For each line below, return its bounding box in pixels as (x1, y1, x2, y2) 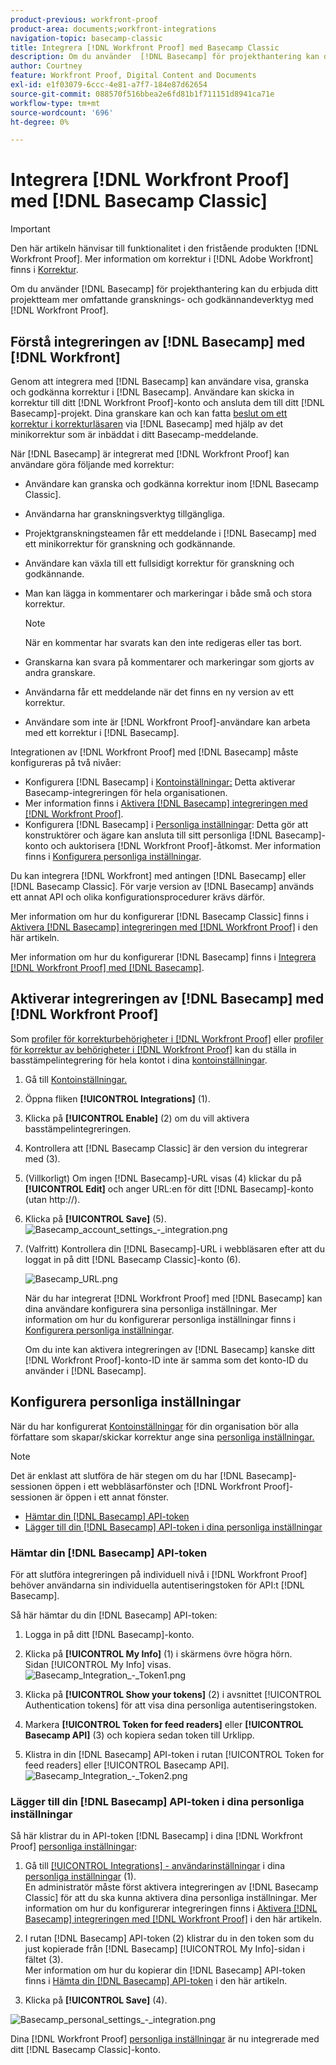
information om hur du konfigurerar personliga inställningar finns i (24, 1313, 296, 1325)
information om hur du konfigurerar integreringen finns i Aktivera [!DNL (24, 1902, 318, 1915)
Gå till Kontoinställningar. (24, 1073, 128, 1085)
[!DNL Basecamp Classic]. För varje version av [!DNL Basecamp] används (10, 881, 315, 892)
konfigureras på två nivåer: (10, 757, 122, 768)
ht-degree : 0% (10, 117, 70, 127)
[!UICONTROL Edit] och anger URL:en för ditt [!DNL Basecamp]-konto (24, 1182, 315, 1195)
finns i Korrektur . (10, 264, 79, 276)
